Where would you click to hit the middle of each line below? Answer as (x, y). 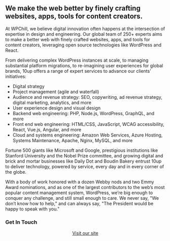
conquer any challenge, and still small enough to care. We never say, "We (82, 198)
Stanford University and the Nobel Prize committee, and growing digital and (84, 155)
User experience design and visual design (56, 108)
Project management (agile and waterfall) (56, 92)
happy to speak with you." (32, 209)
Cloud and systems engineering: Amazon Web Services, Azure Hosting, (88, 135)
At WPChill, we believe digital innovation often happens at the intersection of (85, 29)
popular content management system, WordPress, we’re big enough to (79, 193)
